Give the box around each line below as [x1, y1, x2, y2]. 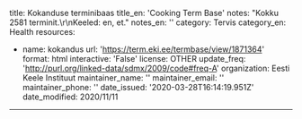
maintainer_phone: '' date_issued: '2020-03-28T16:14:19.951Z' [22, 82, 254, 92]
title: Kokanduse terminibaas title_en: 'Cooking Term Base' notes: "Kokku [9, 8, 279, 18]
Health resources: [9, 27, 75, 37]
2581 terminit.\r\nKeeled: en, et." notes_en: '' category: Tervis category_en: [9, 17, 287, 28]
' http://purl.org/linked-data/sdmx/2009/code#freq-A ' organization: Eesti [22, 63, 290, 73]
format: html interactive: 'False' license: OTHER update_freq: [22, 54, 246, 64]
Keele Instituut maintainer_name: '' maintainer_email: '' [22, 72, 225, 83]
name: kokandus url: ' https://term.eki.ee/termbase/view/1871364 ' [22, 44, 265, 55]
